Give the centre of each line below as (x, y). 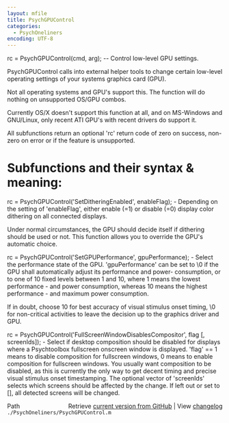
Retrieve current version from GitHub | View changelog (145, 406)
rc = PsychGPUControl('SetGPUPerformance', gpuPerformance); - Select (110, 257)
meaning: (35, 183)
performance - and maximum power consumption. (78, 294)
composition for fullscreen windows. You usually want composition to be (109, 364)
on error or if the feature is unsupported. (78, 140)
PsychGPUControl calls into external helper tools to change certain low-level (115, 72)
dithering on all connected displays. (57, 216)
